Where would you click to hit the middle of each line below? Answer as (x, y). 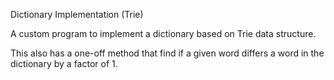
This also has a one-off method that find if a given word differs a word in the (167, 53)
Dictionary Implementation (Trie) (77, 14)
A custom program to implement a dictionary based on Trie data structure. (163, 33)
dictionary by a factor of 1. (64, 63)
